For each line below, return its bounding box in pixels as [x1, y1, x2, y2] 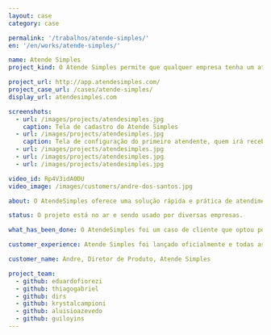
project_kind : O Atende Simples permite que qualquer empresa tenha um [8, 64, 254, 72]
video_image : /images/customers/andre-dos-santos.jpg [8, 182, 194, 191]
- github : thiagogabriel [15, 284, 99, 293]
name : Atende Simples [8, 56, 81, 65]
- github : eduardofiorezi [15, 277, 103, 285]
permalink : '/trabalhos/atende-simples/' [8, 34, 150, 42]
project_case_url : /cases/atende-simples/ [8, 86, 153, 94]
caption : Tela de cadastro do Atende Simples [23, 123, 179, 131]
